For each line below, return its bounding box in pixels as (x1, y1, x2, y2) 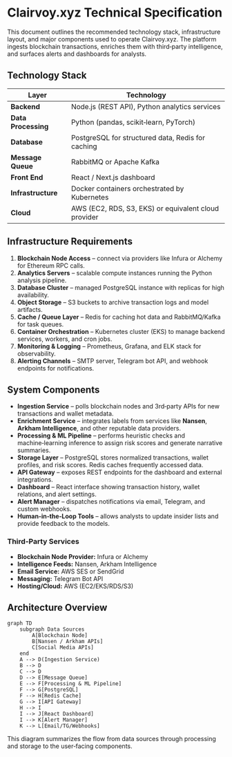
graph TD (7, 620, 32, 627)
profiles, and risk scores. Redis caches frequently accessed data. (17, 461, 204, 469)
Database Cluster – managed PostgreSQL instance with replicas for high (17, 283, 224, 291)
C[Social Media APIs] (32, 644, 95, 651)
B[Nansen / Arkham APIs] (32, 638, 104, 645)
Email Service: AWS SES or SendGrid (17, 567, 124, 576)
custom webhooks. (17, 505, 72, 513)
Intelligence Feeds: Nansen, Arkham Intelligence (17, 560, 157, 568)
